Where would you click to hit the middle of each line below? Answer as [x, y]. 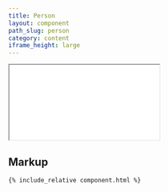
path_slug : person [39, 30]
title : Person [32, 16]
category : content [39, 38]
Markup [28, 162]
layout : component [39, 23]
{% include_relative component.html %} [75, 180]
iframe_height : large [44, 46]
